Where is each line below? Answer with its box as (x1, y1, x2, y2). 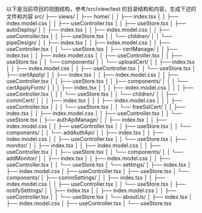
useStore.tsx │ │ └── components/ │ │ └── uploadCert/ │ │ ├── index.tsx (6, 58, 195, 65)
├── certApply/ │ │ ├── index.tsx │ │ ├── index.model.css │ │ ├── (6, 71, 179, 78)
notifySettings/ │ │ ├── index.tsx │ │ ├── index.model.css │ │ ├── (6, 187, 177, 194)
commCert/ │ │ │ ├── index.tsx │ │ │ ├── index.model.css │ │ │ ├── (6, 97, 183, 104)
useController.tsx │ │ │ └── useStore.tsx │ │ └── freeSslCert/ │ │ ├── (6, 103, 186, 110)
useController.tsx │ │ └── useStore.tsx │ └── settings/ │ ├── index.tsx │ (6, 161, 191, 168)
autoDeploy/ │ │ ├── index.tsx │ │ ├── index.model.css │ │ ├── (6, 26, 170, 33)
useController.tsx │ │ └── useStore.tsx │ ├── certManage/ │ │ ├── (6, 45, 178, 53)
